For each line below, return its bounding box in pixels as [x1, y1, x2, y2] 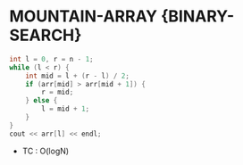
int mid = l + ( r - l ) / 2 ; [25, 71, 130, 80]
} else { [25, 96, 58, 105]
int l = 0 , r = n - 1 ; [9, 54, 94, 63]
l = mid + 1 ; [41, 104, 90, 113]
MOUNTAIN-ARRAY [9, 6, 158, 27]
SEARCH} [9, 25, 82, 45]
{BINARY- [160, 6, 235, 27]
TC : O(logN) [21, 145, 70, 156]
